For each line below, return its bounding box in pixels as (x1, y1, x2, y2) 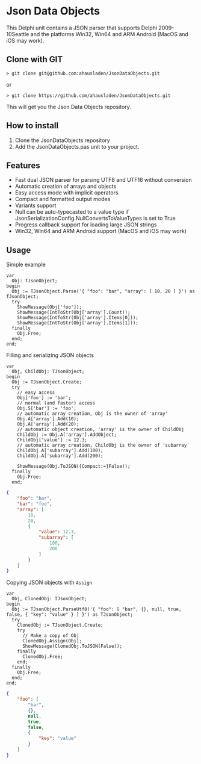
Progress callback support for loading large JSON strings (14, 221, 157, 228)
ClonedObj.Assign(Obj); (22, 638, 82, 644)
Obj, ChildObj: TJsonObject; (11, 368, 85, 374)
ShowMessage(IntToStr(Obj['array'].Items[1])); (17, 320, 138, 326)
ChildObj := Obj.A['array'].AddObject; (17, 432, 117, 438)
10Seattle (6, 30, 29, 37)
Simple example (6, 261, 46, 269)
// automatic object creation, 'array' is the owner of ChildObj (17, 426, 185, 433)
